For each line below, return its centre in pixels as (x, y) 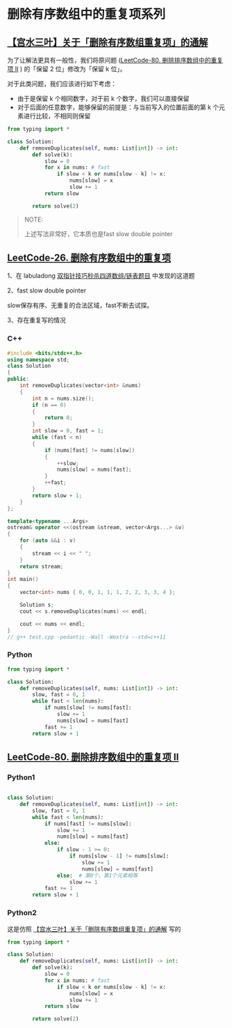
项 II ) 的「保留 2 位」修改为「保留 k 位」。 (67, 69)
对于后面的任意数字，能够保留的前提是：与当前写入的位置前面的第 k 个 (118, 107)
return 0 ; (58, 418)
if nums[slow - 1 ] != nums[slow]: (119, 856)
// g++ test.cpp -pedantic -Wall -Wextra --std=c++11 (87, 637)
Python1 (21, 777)
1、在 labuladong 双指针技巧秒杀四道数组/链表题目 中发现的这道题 (101, 276)
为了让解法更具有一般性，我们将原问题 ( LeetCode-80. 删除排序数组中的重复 (115, 60)
